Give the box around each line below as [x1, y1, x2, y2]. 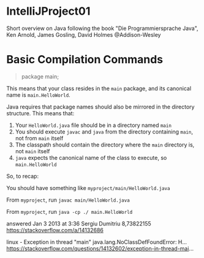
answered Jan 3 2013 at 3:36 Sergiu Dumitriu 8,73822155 [6, 219, 151, 227]
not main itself [15, 147, 50, 154]
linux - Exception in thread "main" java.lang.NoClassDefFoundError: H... [6, 238, 187, 246]
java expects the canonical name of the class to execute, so [15, 154, 167, 161]
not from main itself [15, 134, 64, 142]
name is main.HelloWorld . [6, 91, 70, 99]
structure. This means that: [6, 109, 75, 117]
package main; [21, 72, 59, 80]
